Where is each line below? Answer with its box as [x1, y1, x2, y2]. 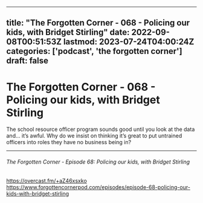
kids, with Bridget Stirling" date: [6, 27, 130, 38]
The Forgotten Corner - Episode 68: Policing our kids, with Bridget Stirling [6, 158, 190, 165]
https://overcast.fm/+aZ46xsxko [6, 177, 88, 184]
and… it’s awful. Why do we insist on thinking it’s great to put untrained [6, 132, 182, 139]
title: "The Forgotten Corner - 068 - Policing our [6, 18, 190, 28]
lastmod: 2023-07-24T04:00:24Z [63, 37, 195, 47]
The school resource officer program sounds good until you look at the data [6, 125, 195, 133]
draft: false [6, 56, 48, 66]
